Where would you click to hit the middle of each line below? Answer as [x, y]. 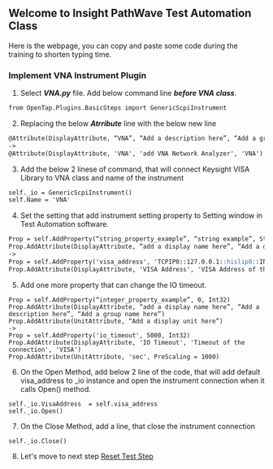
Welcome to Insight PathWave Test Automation [130, 13]
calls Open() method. [56, 389]
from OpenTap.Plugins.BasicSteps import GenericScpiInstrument [118, 108]
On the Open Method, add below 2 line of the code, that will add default [140, 371]
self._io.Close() [38, 441]
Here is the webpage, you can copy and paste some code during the [123, 46]
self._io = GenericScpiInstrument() [70, 193]
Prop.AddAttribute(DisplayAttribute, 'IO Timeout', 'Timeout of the [127, 342]
